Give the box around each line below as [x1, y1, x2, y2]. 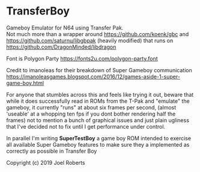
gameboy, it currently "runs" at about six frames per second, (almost [6, 103, 177, 111]
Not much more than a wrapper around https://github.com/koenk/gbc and [6, 30, 189, 37]
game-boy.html [6, 79, 44, 87]
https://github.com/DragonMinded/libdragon [6, 43, 117, 51]
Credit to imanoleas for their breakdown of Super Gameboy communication [6, 66, 192, 73]
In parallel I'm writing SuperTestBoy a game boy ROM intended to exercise [6, 134, 191, 142]
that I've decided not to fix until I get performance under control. [6, 123, 166, 130]
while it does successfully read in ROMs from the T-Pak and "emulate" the [6, 97, 190, 105]
